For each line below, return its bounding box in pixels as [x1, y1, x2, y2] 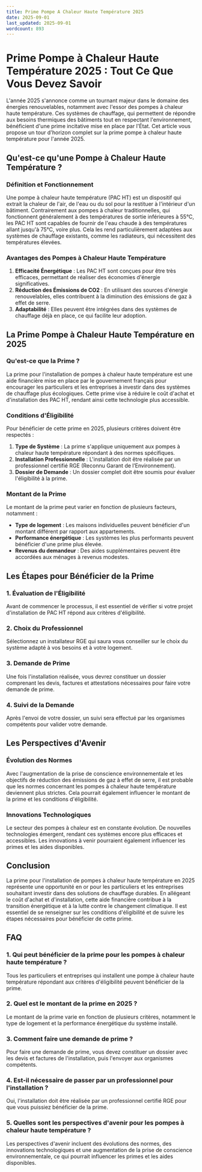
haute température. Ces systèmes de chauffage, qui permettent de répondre [6, 109, 196, 117]
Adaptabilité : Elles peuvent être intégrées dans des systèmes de [14, 306, 177, 313]
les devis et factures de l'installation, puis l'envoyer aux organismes [6, 1055, 174, 1062]
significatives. [14, 280, 50, 288]
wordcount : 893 [6, 25, 44, 32]
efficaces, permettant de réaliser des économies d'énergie [14, 274, 161, 281]
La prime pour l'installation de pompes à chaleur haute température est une [6, 371, 193, 378]
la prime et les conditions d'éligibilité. [6, 795, 98, 803]
